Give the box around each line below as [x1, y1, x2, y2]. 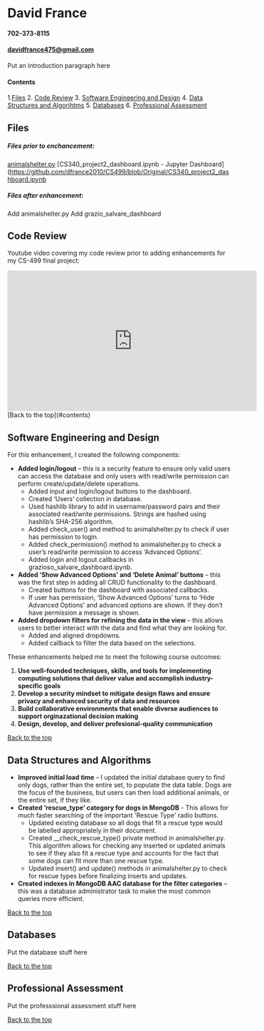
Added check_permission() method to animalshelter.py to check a [28, 540, 222, 549]
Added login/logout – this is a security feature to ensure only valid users [17, 464, 231, 473]
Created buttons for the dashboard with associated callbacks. [28, 585, 210, 594]
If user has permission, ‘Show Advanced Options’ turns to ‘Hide [28, 593, 215, 602]
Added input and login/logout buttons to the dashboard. [28, 487, 192, 496]
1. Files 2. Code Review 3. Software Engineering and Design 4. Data [7, 94, 204, 102]
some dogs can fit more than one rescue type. [28, 856, 164, 865]
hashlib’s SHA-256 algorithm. [28, 518, 114, 526]
